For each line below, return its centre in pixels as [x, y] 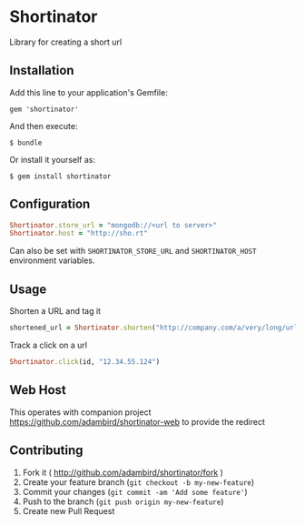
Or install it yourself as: [52, 159]
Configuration [50, 204]
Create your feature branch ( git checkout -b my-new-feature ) [138, 482]
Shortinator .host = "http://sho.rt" [79, 234]
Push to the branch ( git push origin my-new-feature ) [123, 501]
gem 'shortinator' [44, 109]
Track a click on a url [49, 345]
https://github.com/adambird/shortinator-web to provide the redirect [137, 421]
